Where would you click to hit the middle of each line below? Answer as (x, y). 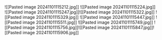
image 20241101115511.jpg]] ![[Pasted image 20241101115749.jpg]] (88, 22)
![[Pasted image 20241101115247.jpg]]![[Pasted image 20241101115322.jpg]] (80, 12)
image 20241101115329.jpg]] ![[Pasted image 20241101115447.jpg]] (89, 17)
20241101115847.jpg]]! (133, 27)
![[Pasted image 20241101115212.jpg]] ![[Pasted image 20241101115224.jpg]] (80, 7)
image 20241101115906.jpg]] (51, 33)
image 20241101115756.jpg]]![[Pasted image (66, 27)
